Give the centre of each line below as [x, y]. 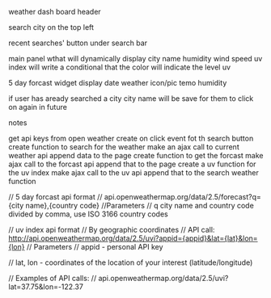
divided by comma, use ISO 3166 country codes [88, 214]
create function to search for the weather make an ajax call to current [124, 147]
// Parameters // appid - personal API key [95, 247]
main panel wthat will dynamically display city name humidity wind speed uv [135, 59]
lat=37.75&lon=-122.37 [46, 287]
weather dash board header [55, 12]
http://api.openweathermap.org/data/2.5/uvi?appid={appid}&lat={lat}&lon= [133, 238]
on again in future [38, 107]
